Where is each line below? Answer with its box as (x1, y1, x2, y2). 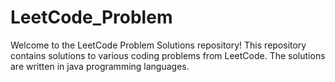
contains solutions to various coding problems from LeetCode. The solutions (10, 49, 326, 61)
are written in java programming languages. (10, 60, 190, 72)
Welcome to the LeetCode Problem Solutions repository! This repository (10, 39, 307, 51)
